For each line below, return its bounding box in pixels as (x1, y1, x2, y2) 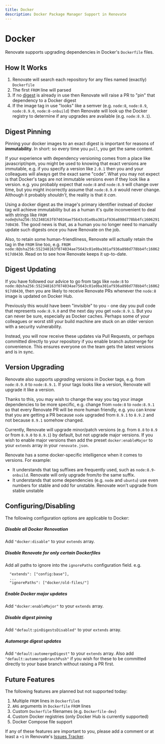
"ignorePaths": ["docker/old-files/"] (9, 581, 90, 585)
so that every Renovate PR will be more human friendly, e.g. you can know (5, 407, 156, 413)
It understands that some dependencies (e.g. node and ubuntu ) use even (12, 477, 159, 483)
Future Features (5, 675, 55, 683)
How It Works (5, 64, 48, 72)
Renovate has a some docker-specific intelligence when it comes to (5, 452, 143, 458)
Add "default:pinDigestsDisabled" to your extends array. (5, 627, 122, 633)
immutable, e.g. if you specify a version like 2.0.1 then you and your (5, 166, 144, 172)
